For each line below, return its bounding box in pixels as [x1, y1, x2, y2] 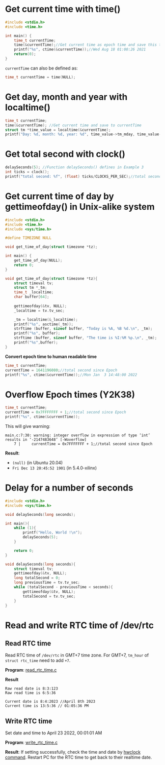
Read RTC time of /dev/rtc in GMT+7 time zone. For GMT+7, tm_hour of [5, 652, 149, 658]
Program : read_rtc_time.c [5, 667, 57, 673]
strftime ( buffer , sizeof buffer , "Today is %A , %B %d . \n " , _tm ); [14, 326, 153, 331]
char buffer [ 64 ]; [14, 295, 50, 300]
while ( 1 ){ [14, 526, 36, 531]
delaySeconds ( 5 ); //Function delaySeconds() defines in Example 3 [5, 165, 144, 170]
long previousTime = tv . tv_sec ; [14, 580, 80, 585]
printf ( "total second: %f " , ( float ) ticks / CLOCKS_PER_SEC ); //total [5, 174, 146, 179]
